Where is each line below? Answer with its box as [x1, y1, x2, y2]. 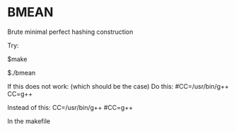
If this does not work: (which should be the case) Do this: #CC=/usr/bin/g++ [7, 82, 230, 90]
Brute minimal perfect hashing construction [7, 27, 134, 36]
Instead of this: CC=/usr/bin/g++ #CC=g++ [7, 103, 133, 111]
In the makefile [7, 117, 51, 125]
